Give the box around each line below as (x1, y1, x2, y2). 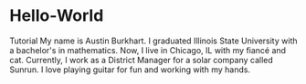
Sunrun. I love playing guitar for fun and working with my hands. (9, 64, 251, 75)
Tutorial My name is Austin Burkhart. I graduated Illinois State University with (9, 35, 298, 46)
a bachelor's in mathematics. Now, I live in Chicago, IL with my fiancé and (9, 44, 286, 55)
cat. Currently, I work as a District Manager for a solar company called (9, 54, 274, 65)
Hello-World (9, 5, 104, 26)
